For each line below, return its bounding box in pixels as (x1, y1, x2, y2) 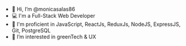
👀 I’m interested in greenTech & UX (11, 33, 97, 40)
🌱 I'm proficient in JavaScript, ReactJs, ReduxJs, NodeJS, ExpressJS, (11, 21, 181, 28)
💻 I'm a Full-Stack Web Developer (11, 12, 95, 19)
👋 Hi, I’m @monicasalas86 (11, 6, 75, 12)
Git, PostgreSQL (11, 27, 51, 34)
